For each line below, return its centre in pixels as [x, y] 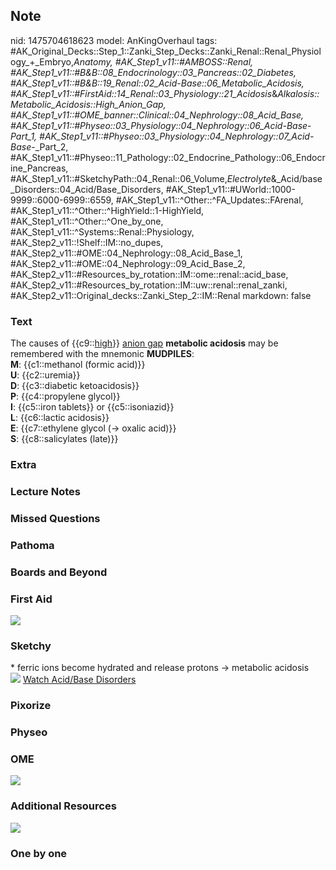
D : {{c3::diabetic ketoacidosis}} [75, 386]
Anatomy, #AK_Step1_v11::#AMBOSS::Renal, [163, 61]
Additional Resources [63, 806]
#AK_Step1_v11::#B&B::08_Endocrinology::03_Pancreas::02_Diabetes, [153, 72]
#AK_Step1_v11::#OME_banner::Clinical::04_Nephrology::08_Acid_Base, [157, 115]
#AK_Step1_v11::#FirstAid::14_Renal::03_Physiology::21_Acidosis [141, 93]
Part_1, [24, 136]
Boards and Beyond [59, 572]
